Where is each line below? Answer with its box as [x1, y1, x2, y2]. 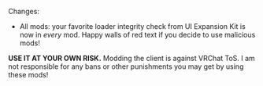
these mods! [8, 70, 49, 79]
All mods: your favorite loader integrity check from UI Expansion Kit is [19, 22, 246, 30]
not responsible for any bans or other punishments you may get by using [8, 62, 244, 71]
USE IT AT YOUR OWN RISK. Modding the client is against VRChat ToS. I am [8, 54, 256, 63]
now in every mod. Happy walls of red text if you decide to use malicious [19, 30, 256, 39]
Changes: [8, 7, 39, 16]
